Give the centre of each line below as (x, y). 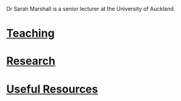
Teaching (30, 33)
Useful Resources (52, 89)
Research (31, 61)
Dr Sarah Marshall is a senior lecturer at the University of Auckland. (91, 9)
